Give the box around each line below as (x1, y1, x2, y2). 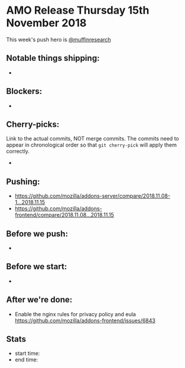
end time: (14, 356, 39, 363)
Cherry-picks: (6, 119, 59, 129)
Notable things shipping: (6, 53, 100, 63)
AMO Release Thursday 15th (6, 4, 150, 17)
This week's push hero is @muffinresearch (6, 36, 111, 43)
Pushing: (6, 176, 40, 186)
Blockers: (6, 86, 43, 96)
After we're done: (6, 295, 73, 305)
